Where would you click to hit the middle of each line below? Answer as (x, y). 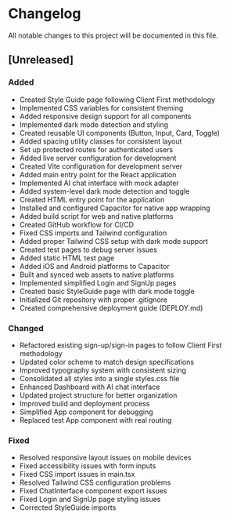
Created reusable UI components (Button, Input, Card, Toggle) (120, 133)
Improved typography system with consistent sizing (102, 370)
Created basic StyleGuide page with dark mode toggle (107, 291)
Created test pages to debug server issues (88, 249)
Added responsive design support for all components (105, 116)
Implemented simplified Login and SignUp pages (98, 282)
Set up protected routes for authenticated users (96, 149)
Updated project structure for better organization (98, 395)
